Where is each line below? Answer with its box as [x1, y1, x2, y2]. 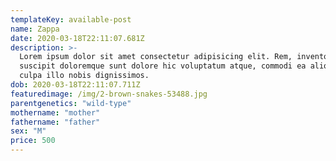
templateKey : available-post [10, 14, 132, 25]
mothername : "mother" [10, 107, 101, 118]
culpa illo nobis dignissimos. [19, 71, 150, 81]
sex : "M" [10, 126, 47, 136]
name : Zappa [10, 24, 60, 34]
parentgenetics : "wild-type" [10, 98, 132, 108]
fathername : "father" [10, 117, 101, 127]
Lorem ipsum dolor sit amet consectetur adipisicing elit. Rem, [19, 52, 293, 62]
